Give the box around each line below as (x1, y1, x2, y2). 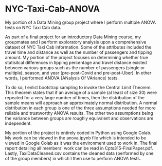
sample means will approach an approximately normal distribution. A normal (5, 100, 158, 106)
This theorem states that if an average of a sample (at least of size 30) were (5, 90, 157, 95)
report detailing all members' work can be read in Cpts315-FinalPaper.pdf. (5, 145, 153, 151)
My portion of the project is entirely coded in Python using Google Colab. (5, 130, 152, 136)
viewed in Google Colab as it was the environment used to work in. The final (5, 140, 158, 146)
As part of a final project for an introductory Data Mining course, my (5, 34, 141, 40)
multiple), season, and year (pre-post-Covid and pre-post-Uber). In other (5, 70, 152, 75)
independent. (5, 120, 32, 126)
